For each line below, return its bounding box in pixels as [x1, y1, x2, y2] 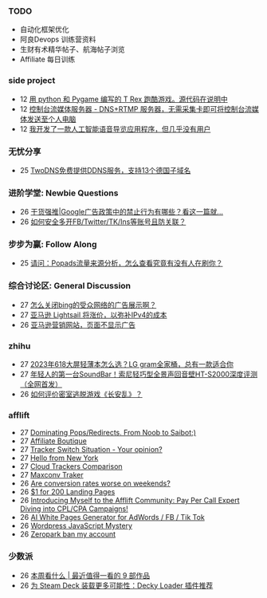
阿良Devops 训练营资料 [19, 34, 96, 45]
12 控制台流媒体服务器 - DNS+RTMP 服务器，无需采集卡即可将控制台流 [19, 104, 253, 113]
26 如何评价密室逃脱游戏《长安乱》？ [19, 389, 143, 399]
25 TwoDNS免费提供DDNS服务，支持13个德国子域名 [19, 165, 191, 175]
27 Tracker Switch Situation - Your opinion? [19, 445, 163, 454]
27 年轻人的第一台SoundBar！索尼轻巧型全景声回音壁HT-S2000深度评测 [19, 369, 257, 380]
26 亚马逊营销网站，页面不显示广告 [19, 320, 135, 329]
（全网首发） [19, 380, 62, 389]
